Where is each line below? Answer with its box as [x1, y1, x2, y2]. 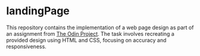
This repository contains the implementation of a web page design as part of [6, 24, 194, 31]
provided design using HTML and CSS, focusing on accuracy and [6, 36, 167, 43]
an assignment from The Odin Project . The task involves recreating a [6, 30, 174, 37]
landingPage [6, 4, 70, 18]
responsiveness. [6, 43, 46, 50]
